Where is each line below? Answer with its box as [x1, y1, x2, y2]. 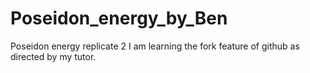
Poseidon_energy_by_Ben [10, 7, 228, 30]
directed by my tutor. [10, 50, 97, 62]
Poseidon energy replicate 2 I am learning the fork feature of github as [10, 40, 300, 52]
